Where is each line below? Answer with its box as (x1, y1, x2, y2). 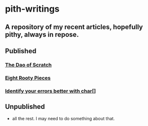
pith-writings (5, 3, 60, 15)
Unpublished (5, 103, 45, 111)
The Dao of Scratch (5, 61, 52, 68)
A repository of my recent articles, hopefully (5, 23, 143, 31)
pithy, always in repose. (5, 30, 79, 38)
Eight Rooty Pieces (5, 74, 51, 81)
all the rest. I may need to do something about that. (12, 115, 115, 121)
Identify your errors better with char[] (5, 88, 96, 94)
